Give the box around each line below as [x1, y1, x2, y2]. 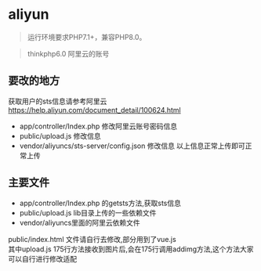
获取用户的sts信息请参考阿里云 [8, 96, 107, 106]
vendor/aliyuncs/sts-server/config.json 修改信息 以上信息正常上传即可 [19, 141, 245, 150]
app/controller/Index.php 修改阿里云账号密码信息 [19, 121, 178, 131]
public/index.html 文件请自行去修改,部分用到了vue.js [8, 234, 176, 244]
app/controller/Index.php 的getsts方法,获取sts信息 [19, 198, 182, 208]
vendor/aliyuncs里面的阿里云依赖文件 [19, 218, 141, 227]
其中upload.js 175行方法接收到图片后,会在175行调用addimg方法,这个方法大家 [8, 244, 254, 254]
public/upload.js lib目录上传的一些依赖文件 [19, 208, 157, 217]
